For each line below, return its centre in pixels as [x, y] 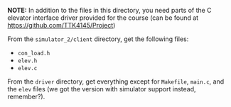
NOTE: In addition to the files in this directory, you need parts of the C [109, 10]
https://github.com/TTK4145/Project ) [61, 25]
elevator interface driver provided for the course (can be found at [103, 18]
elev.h [27, 61]
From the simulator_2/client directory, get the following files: [98, 39]
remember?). [26, 96]
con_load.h [34, 53]
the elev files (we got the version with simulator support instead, [102, 89]
